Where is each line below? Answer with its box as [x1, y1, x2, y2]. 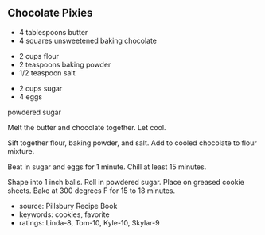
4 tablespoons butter [18, 27, 88, 37]
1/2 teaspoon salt [18, 67, 76, 78]
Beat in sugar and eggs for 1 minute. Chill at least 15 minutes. [7, 162, 207, 171]
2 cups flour [18, 51, 59, 60]
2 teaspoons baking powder [18, 60, 111, 69]
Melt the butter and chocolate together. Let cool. [7, 122, 166, 132]
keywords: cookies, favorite [18, 210, 110, 219]
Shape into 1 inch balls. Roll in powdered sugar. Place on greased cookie [7, 177, 244, 187]
